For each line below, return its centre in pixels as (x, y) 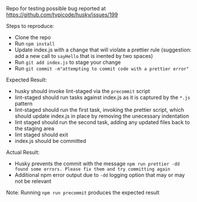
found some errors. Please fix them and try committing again (92, 169)
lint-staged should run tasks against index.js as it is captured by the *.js (102, 97)
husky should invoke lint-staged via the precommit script (82, 91)
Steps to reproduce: (30, 26)
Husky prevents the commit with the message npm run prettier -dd (97, 164)
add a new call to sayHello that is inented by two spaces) (84, 56)
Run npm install (35, 44)
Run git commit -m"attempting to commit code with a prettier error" (102, 69)
